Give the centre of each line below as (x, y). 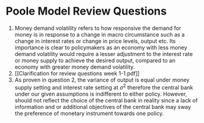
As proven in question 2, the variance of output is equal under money (102, 80)
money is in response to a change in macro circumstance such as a (100, 34)
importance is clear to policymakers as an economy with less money (101, 47)
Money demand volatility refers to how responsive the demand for (98, 28)
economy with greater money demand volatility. (75, 67)
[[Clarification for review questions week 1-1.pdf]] (77, 73)
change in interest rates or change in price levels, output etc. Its (95, 41)
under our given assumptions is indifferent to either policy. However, (101, 94)
